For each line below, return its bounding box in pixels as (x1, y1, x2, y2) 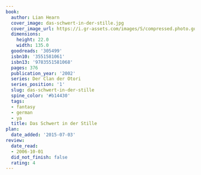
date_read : (11, 143, 38, 149)
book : (5, 8, 19, 15)
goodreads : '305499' (11, 48, 62, 54)
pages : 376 (11, 64, 38, 71)
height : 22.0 (16, 37, 49, 43)
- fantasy (11, 103, 35, 110)
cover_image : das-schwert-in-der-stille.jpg (11, 20, 124, 26)
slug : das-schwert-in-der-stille (11, 87, 95, 93)
